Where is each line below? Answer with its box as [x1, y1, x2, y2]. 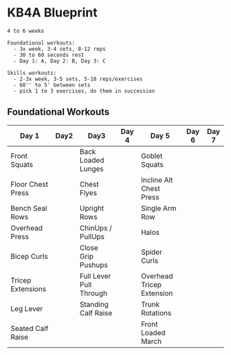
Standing [79, 299, 109, 309]
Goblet [140, 151, 163, 161]
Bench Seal [10, 203, 47, 213]
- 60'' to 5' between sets [13, 81, 91, 89]
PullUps [79, 231, 105, 241]
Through [79, 288, 108, 298]
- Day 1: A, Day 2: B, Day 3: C [13, 57, 107, 65]
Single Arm [140, 203, 177, 213]
